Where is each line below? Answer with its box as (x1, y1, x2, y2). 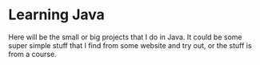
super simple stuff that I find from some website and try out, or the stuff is (8, 40, 252, 50)
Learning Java (8, 6, 106, 24)
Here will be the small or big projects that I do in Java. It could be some (8, 32, 242, 42)
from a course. (8, 49, 58, 59)
